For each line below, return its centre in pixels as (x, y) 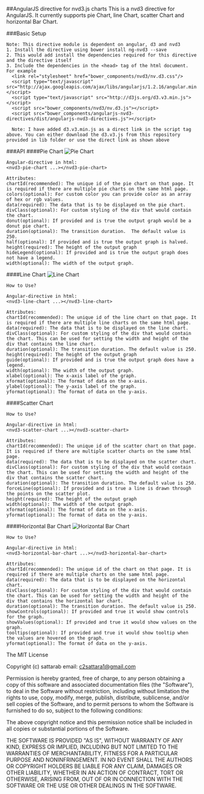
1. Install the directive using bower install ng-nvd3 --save (87, 50)
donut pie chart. (28, 226)
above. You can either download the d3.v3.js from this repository (93, 135)
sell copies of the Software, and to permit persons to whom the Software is (100, 704)
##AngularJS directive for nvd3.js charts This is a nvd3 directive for (90, 9)
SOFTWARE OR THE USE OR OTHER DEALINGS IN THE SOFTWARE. (91, 786)
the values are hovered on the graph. (55, 638)
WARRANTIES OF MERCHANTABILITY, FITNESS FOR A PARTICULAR (92, 753)
